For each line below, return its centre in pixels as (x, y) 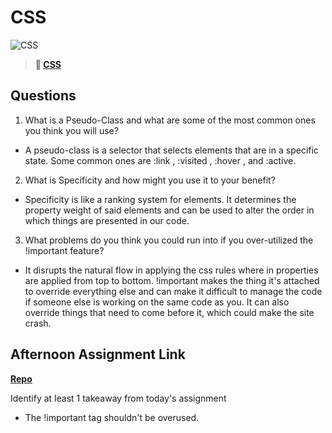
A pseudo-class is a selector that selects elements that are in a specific (171, 150)
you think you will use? (71, 130)
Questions (43, 96)
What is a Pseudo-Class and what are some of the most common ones (170, 120)
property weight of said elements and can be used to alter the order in (169, 210)
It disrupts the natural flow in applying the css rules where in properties (171, 270)
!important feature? (64, 250)
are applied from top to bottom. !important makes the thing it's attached (172, 280)
